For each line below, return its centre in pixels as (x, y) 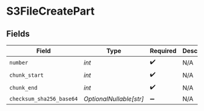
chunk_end (23, 88)
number (19, 63)
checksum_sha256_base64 (44, 99)
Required (163, 51)
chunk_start (27, 75)
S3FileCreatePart (51, 11)
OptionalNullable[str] (114, 99)
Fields (18, 34)
